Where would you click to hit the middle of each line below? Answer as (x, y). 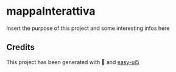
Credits (21, 47)
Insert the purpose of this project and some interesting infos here (88, 28)
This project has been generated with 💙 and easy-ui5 (73, 62)
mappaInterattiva (51, 11)
